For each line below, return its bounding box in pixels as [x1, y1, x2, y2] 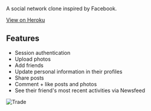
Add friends [14, 61, 44, 68]
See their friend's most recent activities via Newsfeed [14, 87, 146, 94]
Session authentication [14, 49, 71, 56]
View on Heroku [6, 17, 45, 23]
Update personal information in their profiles [14, 68, 123, 75]
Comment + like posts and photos [14, 80, 97, 87]
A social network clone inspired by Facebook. [6, 5, 117, 12]
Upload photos [14, 56, 51, 63]
